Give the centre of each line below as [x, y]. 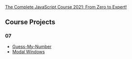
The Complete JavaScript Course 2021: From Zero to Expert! [66, 7]
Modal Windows [28, 52]
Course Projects [30, 22]
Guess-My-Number [32, 46]
